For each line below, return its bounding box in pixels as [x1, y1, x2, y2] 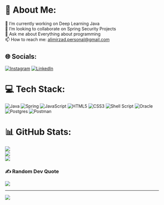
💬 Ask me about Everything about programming [5, 31, 101, 37]
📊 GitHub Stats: [5, 126, 72, 137]
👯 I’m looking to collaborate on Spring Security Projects [5, 25, 116, 31]
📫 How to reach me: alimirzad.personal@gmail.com [5, 36, 110, 42]
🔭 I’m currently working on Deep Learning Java [5, 21, 100, 26]
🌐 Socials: [5, 52, 37, 61]
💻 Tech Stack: [5, 83, 65, 94]
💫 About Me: [5, 4, 57, 16]
